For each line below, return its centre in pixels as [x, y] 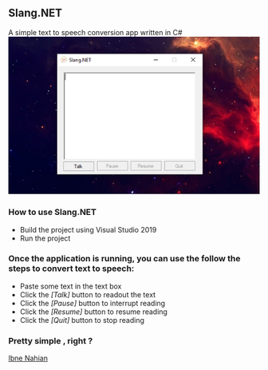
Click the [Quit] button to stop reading [82, 320]
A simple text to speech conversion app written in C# [95, 32]
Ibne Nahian [28, 358]
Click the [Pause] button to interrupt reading [93, 303]
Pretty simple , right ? [51, 340]
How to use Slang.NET [53, 213]
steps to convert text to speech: [71, 269]
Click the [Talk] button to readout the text [88, 294]
